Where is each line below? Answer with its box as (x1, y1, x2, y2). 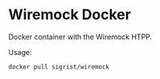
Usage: (8, 47, 32, 57)
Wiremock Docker (8, 6, 131, 24)
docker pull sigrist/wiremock (8, 62, 110, 71)
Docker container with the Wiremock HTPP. (8, 32, 153, 41)
